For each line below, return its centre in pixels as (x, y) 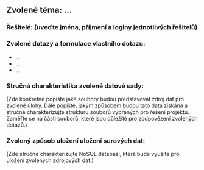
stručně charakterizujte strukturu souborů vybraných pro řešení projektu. (98, 112)
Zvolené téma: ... (39, 10)
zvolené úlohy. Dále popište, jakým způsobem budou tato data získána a (97, 105)
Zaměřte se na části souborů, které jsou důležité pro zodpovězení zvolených (102, 118)
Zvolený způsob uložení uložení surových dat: (76, 141)
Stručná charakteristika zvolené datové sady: (75, 86)
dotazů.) (17, 125)
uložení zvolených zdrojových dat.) (50, 160)
